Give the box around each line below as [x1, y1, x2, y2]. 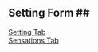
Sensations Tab [8, 35, 60, 45]
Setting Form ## [8, 6, 90, 20]
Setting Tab [8, 27, 46, 36]
